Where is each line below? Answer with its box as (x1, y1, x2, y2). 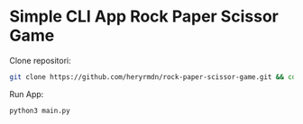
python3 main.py (9, 106, 70, 115)
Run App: (9, 88, 44, 100)
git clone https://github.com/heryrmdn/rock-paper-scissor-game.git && (9, 72, 284, 82)
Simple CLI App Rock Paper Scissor (9, 6, 280, 27)
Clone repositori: (9, 55, 71, 66)
